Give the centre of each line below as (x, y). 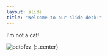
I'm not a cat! (23, 35)
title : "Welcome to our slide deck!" (54, 18)
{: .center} (45, 47)
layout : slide (24, 12)
